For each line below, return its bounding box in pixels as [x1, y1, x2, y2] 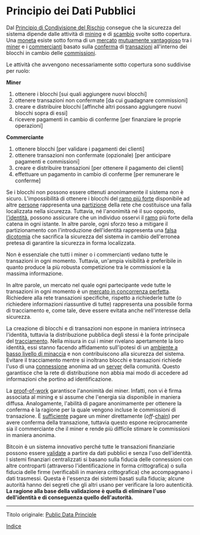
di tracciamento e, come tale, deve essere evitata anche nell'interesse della [6, 306, 191, 314]
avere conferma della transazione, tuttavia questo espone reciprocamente [6, 419, 187, 426]
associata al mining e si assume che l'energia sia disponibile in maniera [6, 393, 180, 401]
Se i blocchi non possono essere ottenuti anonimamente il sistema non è [6, 188, 184, 195]
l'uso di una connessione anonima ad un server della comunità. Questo [6, 362, 180, 370]
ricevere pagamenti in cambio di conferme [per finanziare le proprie [14, 115, 182, 123]
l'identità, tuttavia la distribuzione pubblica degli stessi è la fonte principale [6, 331, 189, 338]
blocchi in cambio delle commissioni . [6, 49, 97, 56]
